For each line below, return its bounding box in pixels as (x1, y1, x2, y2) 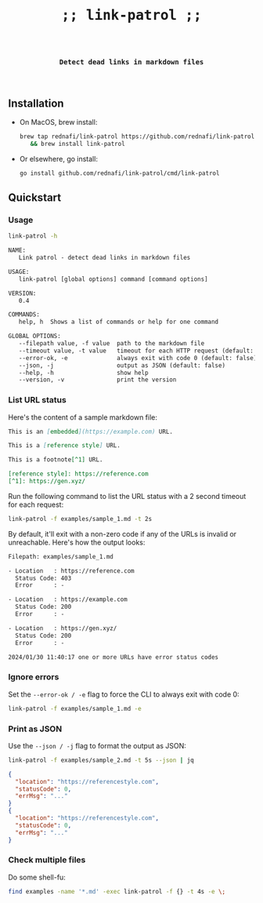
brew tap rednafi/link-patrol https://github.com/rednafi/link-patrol (19, 133, 255, 140)
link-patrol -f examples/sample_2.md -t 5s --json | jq (8, 756, 194, 764)
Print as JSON (8, 723, 63, 734)
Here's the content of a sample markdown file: (8, 412, 158, 422)
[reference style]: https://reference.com (8, 470, 149, 478)
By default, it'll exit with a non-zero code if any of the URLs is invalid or (8, 529, 237, 538)
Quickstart (8, 191, 62, 204)
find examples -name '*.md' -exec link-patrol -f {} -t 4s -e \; (8, 887, 225, 895)
